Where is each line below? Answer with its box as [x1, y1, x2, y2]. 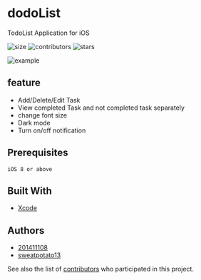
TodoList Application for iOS [7, 28, 91, 37]
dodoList [7, 5, 61, 21]
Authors [7, 224, 45, 237]
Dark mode [17, 118, 51, 127]
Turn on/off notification [17, 126, 86, 135]
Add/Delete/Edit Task [17, 95, 81, 104]
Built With [7, 185, 52, 197]
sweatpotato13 [17, 251, 61, 259]
